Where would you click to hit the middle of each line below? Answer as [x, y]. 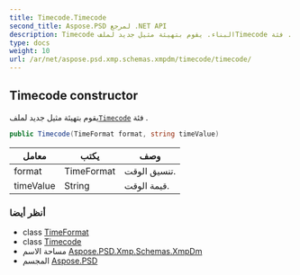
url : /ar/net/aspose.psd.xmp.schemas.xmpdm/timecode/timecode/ [131, 59]
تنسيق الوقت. [150, 171]
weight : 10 [30, 51]
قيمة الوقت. [146, 185]
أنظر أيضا [27, 212]
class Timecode [52, 241]
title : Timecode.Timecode [58, 18]
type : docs [30, 43]
